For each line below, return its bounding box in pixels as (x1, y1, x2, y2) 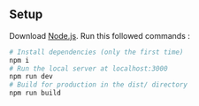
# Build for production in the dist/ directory (9, 80, 188, 89)
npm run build (9, 88, 62, 98)
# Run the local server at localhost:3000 (9, 64, 168, 73)
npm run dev (9, 72, 53, 81)
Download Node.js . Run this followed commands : (9, 30, 190, 41)
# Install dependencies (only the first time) (9, 48, 184, 57)
